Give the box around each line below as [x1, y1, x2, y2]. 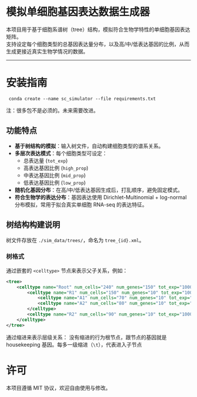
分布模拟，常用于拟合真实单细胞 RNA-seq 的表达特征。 [14, 201, 148, 208]
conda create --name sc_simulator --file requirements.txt [8, 96, 157, 101]
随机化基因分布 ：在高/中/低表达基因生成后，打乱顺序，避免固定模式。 [14, 186, 183, 194]
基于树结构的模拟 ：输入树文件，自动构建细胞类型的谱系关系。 [14, 142, 164, 150]
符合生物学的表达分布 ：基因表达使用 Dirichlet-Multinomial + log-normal [14, 194, 187, 201]
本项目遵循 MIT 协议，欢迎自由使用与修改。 [6, 384, 111, 391]
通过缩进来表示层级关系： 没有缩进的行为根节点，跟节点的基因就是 [6, 334, 167, 341]
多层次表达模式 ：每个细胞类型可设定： [14, 150, 107, 157]
